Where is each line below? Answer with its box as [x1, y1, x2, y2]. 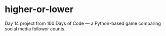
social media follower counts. [5, 25, 66, 31]
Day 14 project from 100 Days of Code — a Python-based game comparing [5, 20, 161, 26]
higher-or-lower [5, 4, 74, 15]
